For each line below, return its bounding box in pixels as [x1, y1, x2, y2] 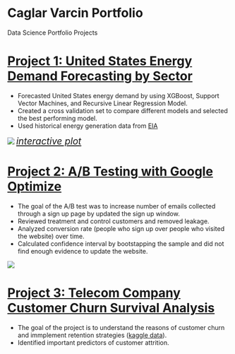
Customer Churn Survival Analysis [7, 300, 215, 316]
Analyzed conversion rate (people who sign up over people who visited [17, 224, 224, 232]
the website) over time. [17, 232, 85, 240]
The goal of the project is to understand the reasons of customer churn [17, 323, 225, 331]
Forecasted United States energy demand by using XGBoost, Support [17, 91, 220, 100]
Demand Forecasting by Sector [7, 69, 193, 84]
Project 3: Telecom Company [7, 285, 181, 301]
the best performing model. [17, 114, 97, 122]
